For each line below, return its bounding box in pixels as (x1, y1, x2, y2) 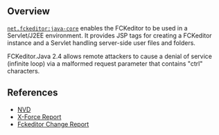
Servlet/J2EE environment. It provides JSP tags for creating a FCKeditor (7, 31, 213, 39)
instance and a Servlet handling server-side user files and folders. (7, 38, 196, 47)
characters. (7, 66, 40, 75)
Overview (7, 6, 51, 17)
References (7, 87, 58, 99)
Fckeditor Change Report (17, 120, 89, 128)
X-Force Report (17, 112, 62, 120)
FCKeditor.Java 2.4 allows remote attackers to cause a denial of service (7, 52, 213, 60)
